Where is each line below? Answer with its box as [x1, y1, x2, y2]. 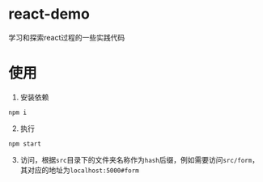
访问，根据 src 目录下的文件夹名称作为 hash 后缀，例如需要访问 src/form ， [19, 154, 260, 164]
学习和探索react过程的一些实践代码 [8, 32, 125, 42]
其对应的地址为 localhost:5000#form [19, 165, 139, 175]
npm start [8, 139, 42, 148]
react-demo [8, 5, 91, 23]
